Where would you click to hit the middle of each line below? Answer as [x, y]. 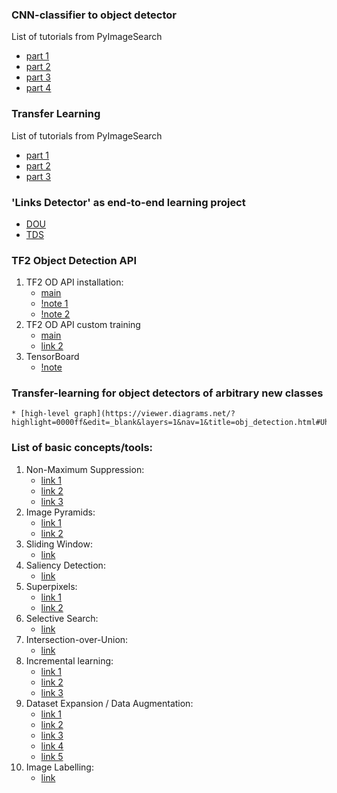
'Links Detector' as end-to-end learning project [128, 202]
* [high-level [41, 414]
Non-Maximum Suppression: [85, 469]
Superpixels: [51, 586]
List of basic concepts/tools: [82, 448]
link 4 [52, 745]
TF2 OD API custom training [83, 325]
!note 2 [55, 314]
